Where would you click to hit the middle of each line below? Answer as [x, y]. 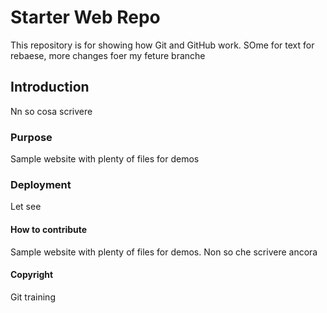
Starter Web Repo [85, 17]
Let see [26, 207]
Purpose [31, 137]
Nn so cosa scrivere [51, 111]
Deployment [41, 184]
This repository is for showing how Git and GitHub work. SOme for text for [162, 45]
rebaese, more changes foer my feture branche [108, 55]
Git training [33, 297]
